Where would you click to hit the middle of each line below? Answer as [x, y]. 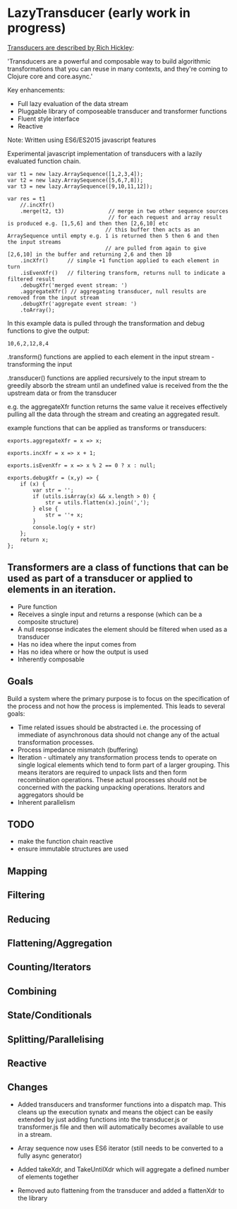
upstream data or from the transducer [62, 393]
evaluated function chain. [44, 161]
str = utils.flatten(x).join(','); [97, 502]
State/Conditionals [50, 1015]
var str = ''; [53, 490]
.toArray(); [37, 310]
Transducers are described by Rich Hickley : [71, 47]
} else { [45, 509]
